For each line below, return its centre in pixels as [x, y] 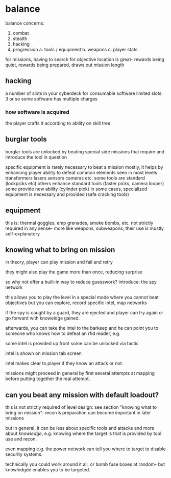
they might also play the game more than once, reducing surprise [74, 272]
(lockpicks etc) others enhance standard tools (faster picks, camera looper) [85, 183]
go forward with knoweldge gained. [43, 318]
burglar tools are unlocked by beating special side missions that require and [85, 151]
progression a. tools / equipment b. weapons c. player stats [75, 49]
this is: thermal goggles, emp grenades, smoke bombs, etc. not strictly [79, 223]
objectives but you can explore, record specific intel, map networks [76, 303]
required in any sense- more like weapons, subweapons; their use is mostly [85, 228]
